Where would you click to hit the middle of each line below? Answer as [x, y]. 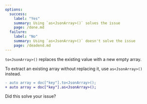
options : [14, 9]
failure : [18, 32]
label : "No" [26, 37]
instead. [13, 74]
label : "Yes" [27, 18]
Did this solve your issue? [31, 96]
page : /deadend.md [32, 45]
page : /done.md [29, 28]
